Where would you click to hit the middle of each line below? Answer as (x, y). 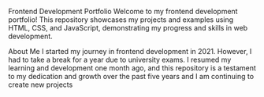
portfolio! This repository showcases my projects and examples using (121, 20)
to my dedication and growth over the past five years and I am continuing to (131, 76)
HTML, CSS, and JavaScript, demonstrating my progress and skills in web (128, 28)
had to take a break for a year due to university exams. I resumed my (120, 59)
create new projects (41, 84)
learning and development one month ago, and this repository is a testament (132, 68)
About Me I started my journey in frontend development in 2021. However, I (130, 51)
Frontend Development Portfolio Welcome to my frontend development (123, 11)
